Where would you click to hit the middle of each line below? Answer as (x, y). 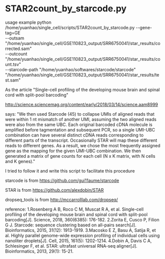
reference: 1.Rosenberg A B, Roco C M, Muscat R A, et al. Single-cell (74, 209)
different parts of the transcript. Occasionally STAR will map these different (81, 140)
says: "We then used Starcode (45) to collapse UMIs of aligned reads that (80, 114)
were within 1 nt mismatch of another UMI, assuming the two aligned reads (81, 119)
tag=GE (13, 33)
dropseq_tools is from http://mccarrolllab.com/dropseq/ (62, 199)
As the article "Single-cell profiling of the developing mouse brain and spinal (82, 89)
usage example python (28, 22)
